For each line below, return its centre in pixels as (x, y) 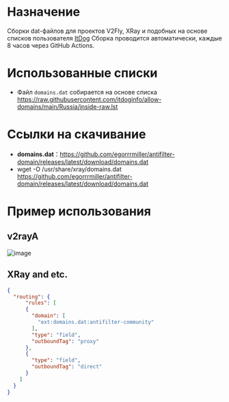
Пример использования (79, 211)
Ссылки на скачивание (77, 135)
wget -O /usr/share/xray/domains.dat (69, 169)
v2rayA (23, 237)
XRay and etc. (38, 275)
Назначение (44, 12)
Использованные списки (82, 73)
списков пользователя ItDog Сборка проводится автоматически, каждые (114, 38)
